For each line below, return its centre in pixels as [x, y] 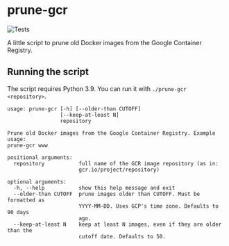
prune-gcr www [28, 145]
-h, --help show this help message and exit [94, 188]
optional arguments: [37, 182]
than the [20, 230]
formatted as [26, 200]
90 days [18, 212]
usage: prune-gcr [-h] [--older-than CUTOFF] [74, 109]
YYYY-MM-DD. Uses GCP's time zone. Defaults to [149, 206]
